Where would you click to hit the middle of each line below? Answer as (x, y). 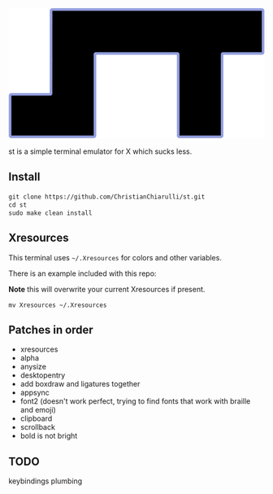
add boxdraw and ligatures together (80, 384)
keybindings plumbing (45, 481)
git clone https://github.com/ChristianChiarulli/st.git (107, 197)
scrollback (37, 427)
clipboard (36, 418)
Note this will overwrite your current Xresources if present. (107, 289)
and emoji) (38, 410)
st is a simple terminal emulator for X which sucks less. (100, 151)
